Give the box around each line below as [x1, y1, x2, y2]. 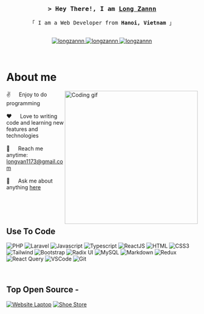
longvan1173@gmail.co [6, 158, 64, 166]
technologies [6, 132, 39, 139]
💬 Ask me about [6, 177, 53, 184]
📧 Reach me [6, 145, 44, 152]
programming [6, 100, 41, 107]
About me [6, 71, 57, 84]
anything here [6, 184, 41, 191]
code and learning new [6, 119, 64, 127]
